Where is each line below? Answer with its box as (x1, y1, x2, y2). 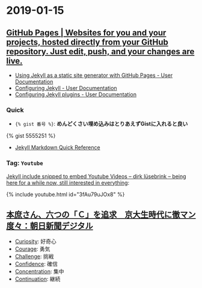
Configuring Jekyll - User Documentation (14, 85, 117, 91)
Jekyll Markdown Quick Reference (14, 144, 100, 151)
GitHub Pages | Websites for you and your (6, 28, 167, 38)
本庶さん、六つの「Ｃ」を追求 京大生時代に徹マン (6, 209, 196, 219)
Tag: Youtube (6, 159, 43, 167)
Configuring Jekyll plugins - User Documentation (14, 91, 137, 98)
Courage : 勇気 (14, 245, 50, 253)
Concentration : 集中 (14, 268, 64, 275)
